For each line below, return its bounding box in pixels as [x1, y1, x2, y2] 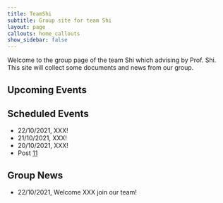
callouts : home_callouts [7, 30, 80, 37]
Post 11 [17, 149, 38, 157]
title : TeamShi [7, 10, 52, 18]
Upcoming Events [7, 84, 87, 96]
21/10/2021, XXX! [17, 134, 67, 142]
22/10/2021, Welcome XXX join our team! [17, 188, 138, 197]
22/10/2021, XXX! [17, 126, 68, 135]
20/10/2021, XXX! [17, 142, 69, 150]
